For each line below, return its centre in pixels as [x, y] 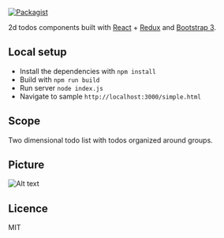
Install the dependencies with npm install [88, 71]
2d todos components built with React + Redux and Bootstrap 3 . [112, 27]
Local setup [37, 52]
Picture [26, 165]
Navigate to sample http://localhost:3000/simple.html [110, 96]
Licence [28, 208]
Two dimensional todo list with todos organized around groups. [110, 140]
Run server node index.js [62, 87]
